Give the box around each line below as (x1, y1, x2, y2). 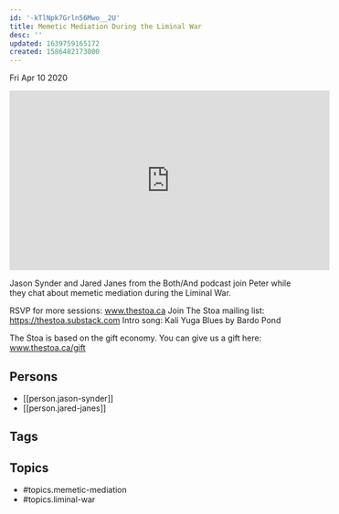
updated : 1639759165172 (9, 38, 101, 48)
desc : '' (9, 30, 43, 39)
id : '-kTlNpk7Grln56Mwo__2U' (9, 13, 121, 23)
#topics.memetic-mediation (22, 485, 128, 496)
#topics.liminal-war (22, 494, 96, 505)
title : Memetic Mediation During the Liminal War (9, 22, 203, 31)
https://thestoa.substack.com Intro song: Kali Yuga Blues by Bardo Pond (9, 315, 281, 326)
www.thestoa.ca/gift (9, 342, 86, 353)
